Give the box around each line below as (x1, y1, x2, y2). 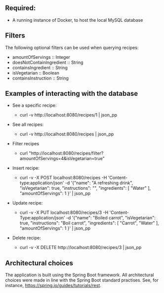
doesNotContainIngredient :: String (12, 59, 83, 65)
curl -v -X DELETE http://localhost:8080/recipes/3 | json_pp (19, 245, 142, 251)
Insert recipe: (12, 165, 40, 171)
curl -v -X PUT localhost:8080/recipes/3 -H (19, 209, 109, 215)
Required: (5, 4, 36, 12)
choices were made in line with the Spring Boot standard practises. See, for (5, 277, 159, 283)
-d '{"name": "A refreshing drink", (65, 180, 133, 186)
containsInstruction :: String (12, 75, 69, 81)
